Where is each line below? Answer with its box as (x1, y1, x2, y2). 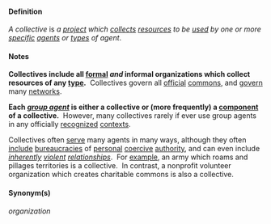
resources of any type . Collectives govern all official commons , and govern (8, 78, 263, 88)
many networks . (8, 87, 62, 96)
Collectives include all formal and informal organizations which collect (8, 70, 251, 79)
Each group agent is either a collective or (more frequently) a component (8, 102, 259, 112)
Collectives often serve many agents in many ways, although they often (8, 135, 247, 145)
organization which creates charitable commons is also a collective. (8, 170, 235, 180)
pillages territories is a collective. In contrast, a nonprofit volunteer (8, 161, 232, 171)
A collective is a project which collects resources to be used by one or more (8, 24, 261, 34)
